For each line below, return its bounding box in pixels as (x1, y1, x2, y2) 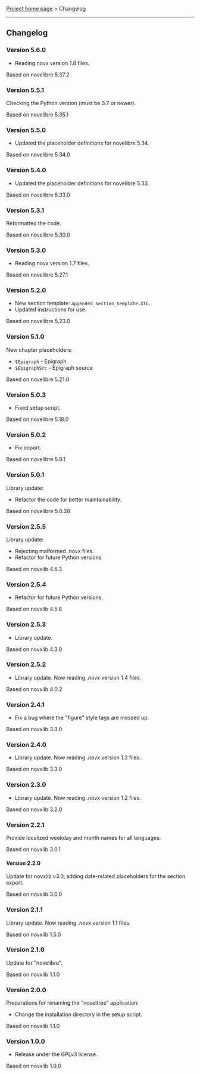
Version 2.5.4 (6, 580, 46, 588)
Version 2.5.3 (6, 621, 46, 629)
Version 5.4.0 (6, 166, 46, 174)
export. (6, 879, 24, 886)
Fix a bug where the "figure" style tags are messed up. (14, 714, 149, 722)
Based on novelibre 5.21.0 (6, 376, 70, 383)
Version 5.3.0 (6, 246, 46, 254)
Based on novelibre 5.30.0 (6, 231, 70, 238)
